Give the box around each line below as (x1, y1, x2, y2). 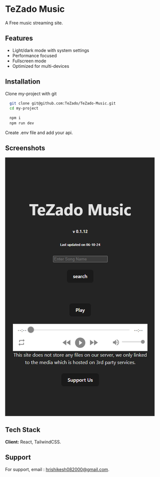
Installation (5, 78, 40, 86)
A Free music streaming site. (5, 20, 63, 26)
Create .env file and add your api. (5, 130, 73, 136)
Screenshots (5, 144, 45, 152)
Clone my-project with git (5, 91, 57, 96)
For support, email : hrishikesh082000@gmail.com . (5, 466, 110, 472)
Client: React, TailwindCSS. (5, 439, 61, 445)
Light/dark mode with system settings (12, 47, 89, 53)
